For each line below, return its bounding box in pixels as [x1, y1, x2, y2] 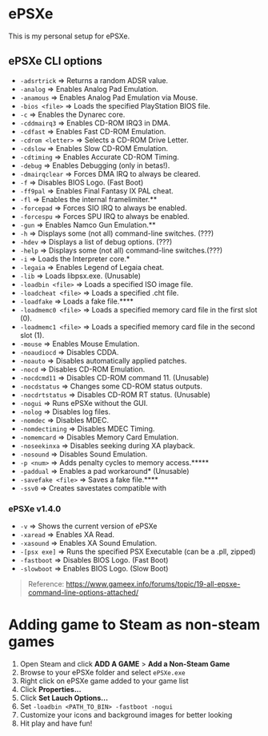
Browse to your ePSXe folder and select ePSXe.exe [19, 667, 186, 677]
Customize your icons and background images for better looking [19, 710, 233, 719]
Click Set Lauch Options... [19, 693, 109, 702]
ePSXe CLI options [8, 54, 102, 68]
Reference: [27, 579, 65, 589]
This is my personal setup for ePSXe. [8, 31, 130, 41]
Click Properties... [19, 684, 82, 694]
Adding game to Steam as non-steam [8, 616, 261, 634]
